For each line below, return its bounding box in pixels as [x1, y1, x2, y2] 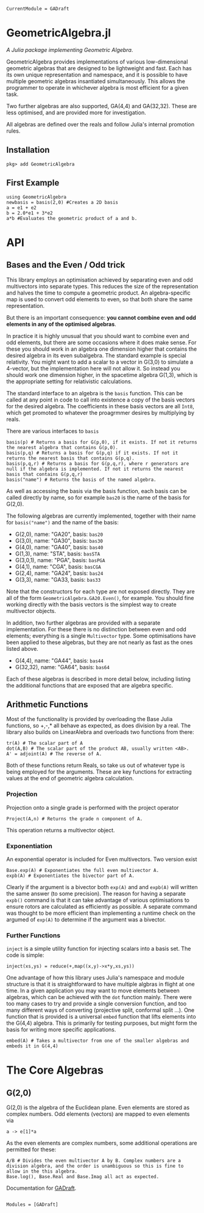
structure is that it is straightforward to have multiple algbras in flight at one [6, 981, 195, 988]
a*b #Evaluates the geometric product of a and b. [6, 215, 138, 221]
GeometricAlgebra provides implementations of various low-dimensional [6, 58, 188, 65]
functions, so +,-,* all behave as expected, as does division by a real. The [6, 722, 191, 730]
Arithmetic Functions [6, 699, 88, 709]
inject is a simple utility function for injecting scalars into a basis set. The [6, 945, 191, 953]
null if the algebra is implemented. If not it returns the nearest [6, 466, 184, 472]
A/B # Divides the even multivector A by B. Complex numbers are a [6, 1158, 181, 1164]
